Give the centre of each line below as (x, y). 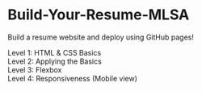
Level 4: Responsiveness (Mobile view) (73, 78)
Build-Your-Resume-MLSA (99, 15)
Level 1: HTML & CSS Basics (55, 52)
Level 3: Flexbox (35, 69)
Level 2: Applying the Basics (55, 61)
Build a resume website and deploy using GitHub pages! (101, 37)
